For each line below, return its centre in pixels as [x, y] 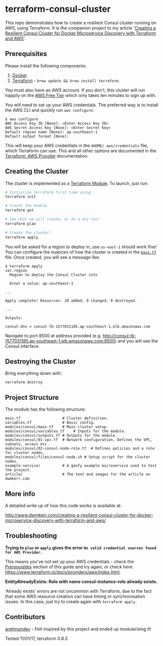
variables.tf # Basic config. [50, 423]
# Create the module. [27, 206]
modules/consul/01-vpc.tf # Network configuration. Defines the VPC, [79, 440]
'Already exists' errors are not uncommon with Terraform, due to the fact [79, 591]
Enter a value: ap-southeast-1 [41, 283]
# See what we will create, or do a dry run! [52, 219]
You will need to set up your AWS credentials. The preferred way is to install [82, 105]
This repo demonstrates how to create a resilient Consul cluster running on [81, 23]
